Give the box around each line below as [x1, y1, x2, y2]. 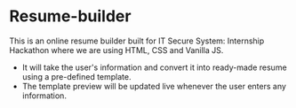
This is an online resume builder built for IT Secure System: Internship [9, 35, 265, 46]
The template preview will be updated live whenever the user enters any [21, 81, 287, 91]
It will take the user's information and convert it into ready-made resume [21, 62, 287, 73]
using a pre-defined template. [21, 71, 132, 81]
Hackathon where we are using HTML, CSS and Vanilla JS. [9, 44, 224, 55]
